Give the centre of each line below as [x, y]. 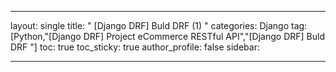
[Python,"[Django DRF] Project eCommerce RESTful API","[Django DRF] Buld [167, 36]
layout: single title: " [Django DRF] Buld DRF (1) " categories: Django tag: [159, 25]
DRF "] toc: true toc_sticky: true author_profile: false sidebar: [135, 47]
